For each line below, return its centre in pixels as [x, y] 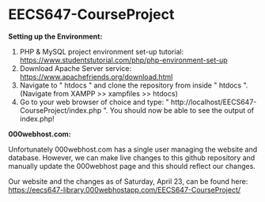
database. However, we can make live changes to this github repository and [132, 157]
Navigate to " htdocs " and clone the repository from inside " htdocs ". [134, 85]
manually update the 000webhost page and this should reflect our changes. [132, 166]
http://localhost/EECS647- [214, 102]
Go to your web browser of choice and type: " [94, 102]
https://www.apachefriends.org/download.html [96, 77]
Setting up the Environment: [55, 36]
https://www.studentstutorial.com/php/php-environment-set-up [123, 60]
